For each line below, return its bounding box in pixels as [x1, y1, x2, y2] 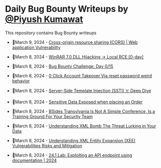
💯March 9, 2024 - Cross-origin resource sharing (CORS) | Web [12, 39, 138, 45]
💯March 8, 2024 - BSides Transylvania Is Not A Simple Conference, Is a [12, 108, 155, 114]
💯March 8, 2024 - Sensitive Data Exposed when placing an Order [12, 99, 143, 105]
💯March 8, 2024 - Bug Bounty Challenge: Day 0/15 [12, 63, 113, 69]
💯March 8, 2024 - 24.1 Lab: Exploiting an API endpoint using [12, 152, 132, 158]
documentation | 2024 [12, 157, 57, 163]
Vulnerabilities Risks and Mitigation [12, 143, 82, 149]
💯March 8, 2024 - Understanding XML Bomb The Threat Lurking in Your [12, 123, 157, 129]
